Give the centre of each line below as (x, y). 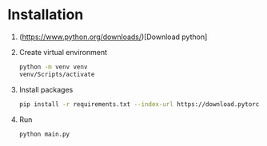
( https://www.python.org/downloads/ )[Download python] (113, 37)
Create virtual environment (63, 52)
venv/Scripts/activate (57, 74)
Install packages (46, 89)
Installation (46, 15)
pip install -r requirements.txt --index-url (96, 104)
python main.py (44, 134)
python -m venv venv (53, 67)
